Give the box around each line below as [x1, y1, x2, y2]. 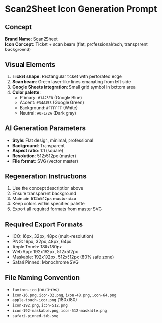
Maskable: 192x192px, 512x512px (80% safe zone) [12, 254, 114, 260]
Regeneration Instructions [5, 173, 87, 181]
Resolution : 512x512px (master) [12, 153, 77, 159]
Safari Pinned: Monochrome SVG [12, 259, 79, 265]
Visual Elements [5, 60, 56, 69]
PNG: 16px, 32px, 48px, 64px [12, 239, 72, 245]
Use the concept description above [12, 185, 83, 191]
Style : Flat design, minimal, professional [12, 137, 93, 143]
